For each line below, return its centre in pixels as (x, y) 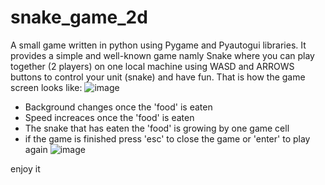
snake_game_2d (79, 17)
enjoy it (25, 168)
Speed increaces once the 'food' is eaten (109, 117)
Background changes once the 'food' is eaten (118, 107)
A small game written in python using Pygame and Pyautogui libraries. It (158, 45)
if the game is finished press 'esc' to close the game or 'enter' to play (167, 138)
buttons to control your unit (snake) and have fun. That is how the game (158, 77)
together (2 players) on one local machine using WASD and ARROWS (152, 66)
